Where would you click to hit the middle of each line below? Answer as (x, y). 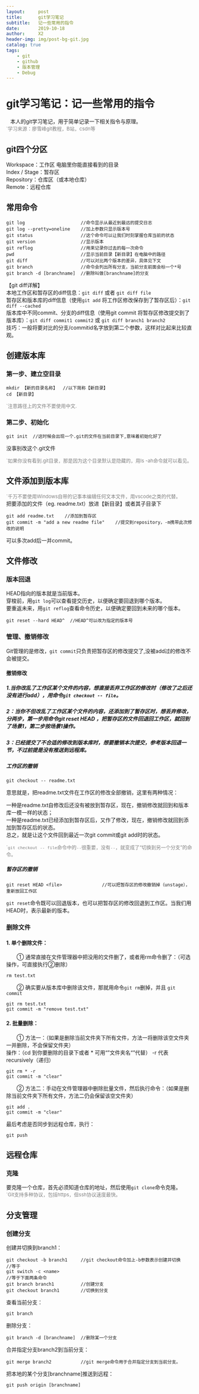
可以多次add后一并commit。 (41, 540)
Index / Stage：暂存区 (33, 172)
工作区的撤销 (22, 766)
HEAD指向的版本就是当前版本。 (45, 594)
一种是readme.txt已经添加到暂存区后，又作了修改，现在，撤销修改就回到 (95, 820)
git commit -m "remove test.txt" (48, 1009)
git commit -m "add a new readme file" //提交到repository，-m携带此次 (97, 522)
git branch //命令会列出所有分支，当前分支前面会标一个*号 (94, 267)
